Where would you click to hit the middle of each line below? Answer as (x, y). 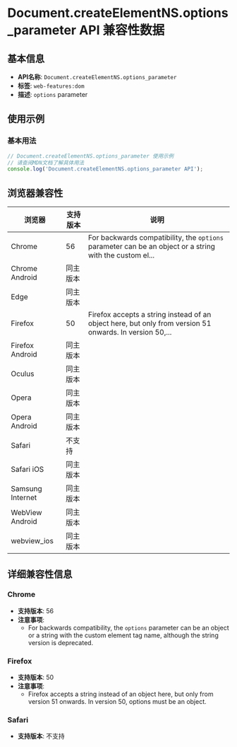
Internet (24, 498)
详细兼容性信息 (40, 574)
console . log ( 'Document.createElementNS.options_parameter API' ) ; (105, 169)
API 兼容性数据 (122, 30)
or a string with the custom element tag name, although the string (123, 635)
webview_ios (32, 541)
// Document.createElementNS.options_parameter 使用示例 (91, 156)
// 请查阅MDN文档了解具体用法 (46, 163)
